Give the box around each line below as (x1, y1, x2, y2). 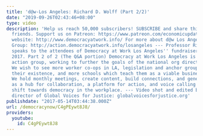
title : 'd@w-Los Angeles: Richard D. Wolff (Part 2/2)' (6, 8, 150, 15)
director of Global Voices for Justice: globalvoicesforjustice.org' (11, 93, 190, 99)
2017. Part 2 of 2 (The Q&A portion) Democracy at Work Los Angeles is (11, 54, 196, 60)
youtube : (11, 115, 34, 121)
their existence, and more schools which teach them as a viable (11, 70, 180, 76)
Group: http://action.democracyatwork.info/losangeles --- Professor (11, 43, 190, 49)
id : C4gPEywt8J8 (17, 121, 59, 127)
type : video (6, 20, 36, 26)
